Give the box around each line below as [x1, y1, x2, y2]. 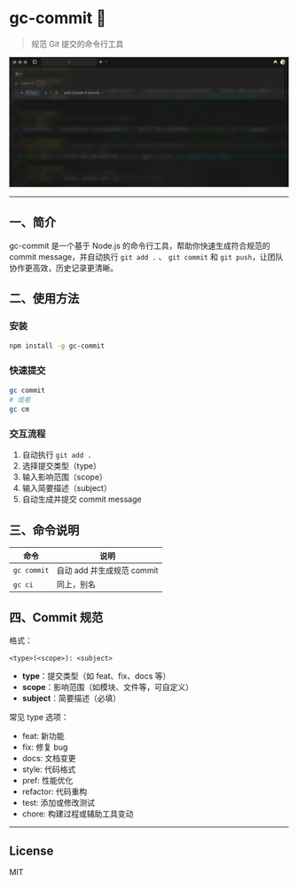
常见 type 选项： [9, 711, 69, 723]
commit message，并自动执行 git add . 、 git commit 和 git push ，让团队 [9, 251, 284, 261]
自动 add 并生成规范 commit [56, 565, 159, 575]
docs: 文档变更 [21, 753, 77, 764]
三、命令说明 [9, 522, 80, 537]
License [9, 843, 54, 858]
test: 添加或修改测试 [21, 798, 96, 808]
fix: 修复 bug [21, 742, 68, 752]
